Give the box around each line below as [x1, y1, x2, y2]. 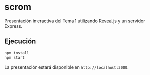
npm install [4, 50, 29, 55]
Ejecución [4, 37, 36, 46]
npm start [4, 55, 25, 60]
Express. [4, 23, 23, 29]
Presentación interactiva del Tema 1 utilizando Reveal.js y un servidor [4, 18, 145, 24]
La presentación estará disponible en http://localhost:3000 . [4, 64, 129, 70]
